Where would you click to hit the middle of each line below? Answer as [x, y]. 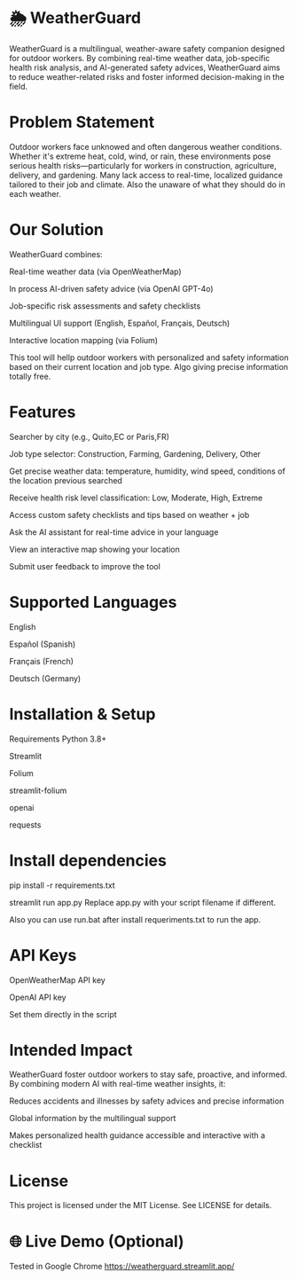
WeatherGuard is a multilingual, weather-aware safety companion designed [147, 48]
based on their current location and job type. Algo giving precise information [149, 366]
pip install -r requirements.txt [62, 885]
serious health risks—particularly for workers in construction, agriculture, [143, 165]
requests [25, 825]
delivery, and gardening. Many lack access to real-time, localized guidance [146, 175]
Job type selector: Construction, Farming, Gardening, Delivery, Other [135, 453]
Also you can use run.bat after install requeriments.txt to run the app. [135, 919]
